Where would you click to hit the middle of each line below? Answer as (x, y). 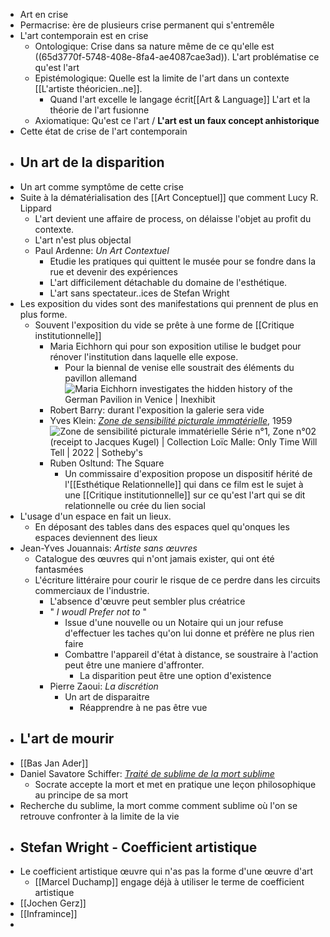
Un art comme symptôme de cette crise (101, 186)
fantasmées (59, 569)
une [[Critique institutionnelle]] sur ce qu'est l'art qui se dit (185, 495)
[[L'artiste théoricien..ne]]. (88, 88)
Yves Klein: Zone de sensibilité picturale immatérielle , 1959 (171, 420)
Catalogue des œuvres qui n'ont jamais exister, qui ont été (154, 558)
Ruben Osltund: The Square (107, 463)
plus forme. (43, 314)
